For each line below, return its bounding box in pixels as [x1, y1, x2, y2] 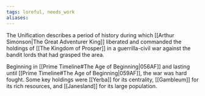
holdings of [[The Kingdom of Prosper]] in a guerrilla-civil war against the [6, 44, 191, 52]
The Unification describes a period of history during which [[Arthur [6, 31, 175, 39]
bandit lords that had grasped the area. [6, 51, 105, 58]
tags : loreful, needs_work [6, 9, 75, 15]
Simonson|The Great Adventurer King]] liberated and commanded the [6, 38, 182, 45]
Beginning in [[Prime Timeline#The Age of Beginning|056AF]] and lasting [6, 62, 190, 70]
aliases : [6, 15, 29, 21]
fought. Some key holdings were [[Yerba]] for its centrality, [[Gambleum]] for [6, 76, 199, 83]
